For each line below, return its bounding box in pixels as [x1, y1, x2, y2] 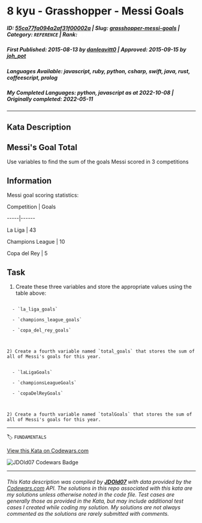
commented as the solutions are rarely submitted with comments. [7, 510, 170, 517]
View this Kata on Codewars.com [7, 447, 89, 455]
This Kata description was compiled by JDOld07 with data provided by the [7, 478, 192, 485]
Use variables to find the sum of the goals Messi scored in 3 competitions [7, 158, 189, 166]
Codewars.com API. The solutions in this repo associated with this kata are [7, 485, 193, 492]
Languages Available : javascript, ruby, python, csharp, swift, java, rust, [7, 67, 191, 74]
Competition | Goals [7, 203, 56, 211]
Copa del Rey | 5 [7, 250, 48, 257]
